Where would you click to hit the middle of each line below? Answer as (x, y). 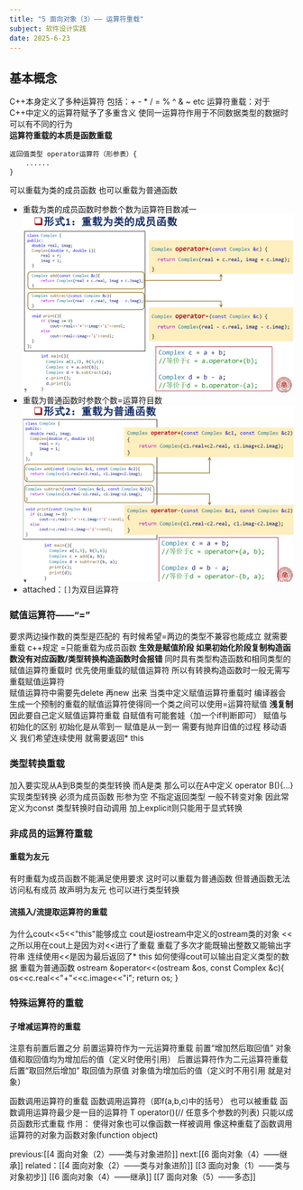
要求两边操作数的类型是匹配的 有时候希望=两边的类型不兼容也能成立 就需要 (149, 636)
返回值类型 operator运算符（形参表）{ (73, 155)
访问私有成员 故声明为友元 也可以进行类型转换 (95, 889)
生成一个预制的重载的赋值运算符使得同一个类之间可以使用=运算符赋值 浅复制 (151, 704)
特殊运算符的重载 (46, 1003)
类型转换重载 (37, 764)
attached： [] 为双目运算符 (71, 590)
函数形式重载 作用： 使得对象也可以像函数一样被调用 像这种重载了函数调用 (155, 1124)
